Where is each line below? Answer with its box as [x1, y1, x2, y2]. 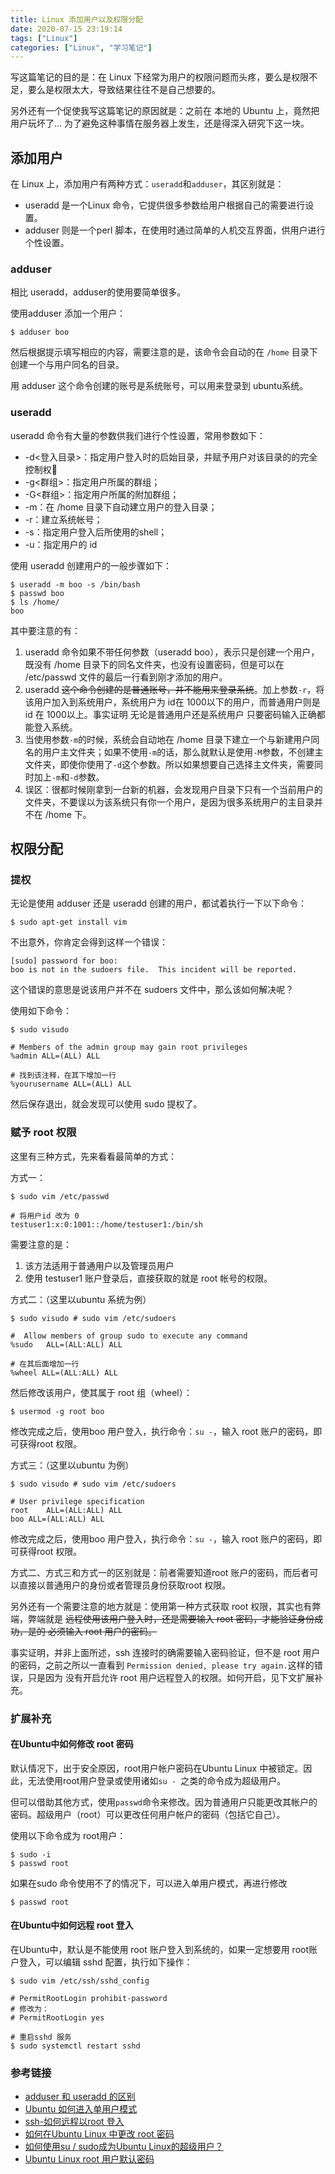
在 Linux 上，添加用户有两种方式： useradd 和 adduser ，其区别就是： [10, 178, 285, 190]
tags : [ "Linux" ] [10, 33, 78, 43]
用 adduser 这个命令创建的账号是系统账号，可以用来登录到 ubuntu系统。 [10, 380, 309, 392]
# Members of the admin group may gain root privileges [10, 1042, 248, 1053]
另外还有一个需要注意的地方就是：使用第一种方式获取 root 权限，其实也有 [10, 1600, 313, 1612]
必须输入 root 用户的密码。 [47, 1625, 158, 1637]
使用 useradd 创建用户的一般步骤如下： [10, 559, 172, 571]
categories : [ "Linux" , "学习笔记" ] [10, 42, 153, 53]
